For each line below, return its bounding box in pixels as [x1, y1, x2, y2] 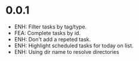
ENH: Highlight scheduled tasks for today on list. [14, 42, 134, 49]
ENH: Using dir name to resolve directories [14, 48, 120, 55]
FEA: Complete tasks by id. [14, 29, 81, 36]
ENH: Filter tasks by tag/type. [14, 23, 87, 30]
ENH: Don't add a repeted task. [14, 36, 91, 43]
